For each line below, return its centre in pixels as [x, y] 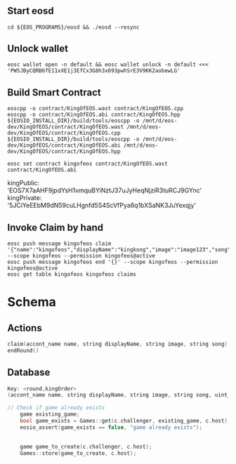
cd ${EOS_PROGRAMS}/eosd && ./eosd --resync [73, 27]
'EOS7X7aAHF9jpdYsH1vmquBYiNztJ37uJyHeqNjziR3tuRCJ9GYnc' [105, 190]
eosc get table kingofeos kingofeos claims [72, 274]
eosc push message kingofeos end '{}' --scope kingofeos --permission [113, 262]
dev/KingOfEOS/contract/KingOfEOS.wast [66, 127]
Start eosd [31, 11]
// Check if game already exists [56, 408]
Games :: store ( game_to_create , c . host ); [78, 453]
